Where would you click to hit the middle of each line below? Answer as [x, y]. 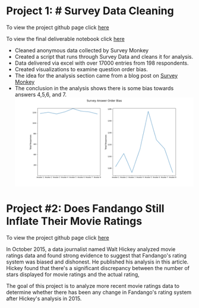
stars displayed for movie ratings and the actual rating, [73, 274]
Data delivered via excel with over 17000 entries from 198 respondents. [102, 63]
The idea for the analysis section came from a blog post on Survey [96, 75]
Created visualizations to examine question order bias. [81, 69]
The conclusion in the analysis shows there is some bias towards [94, 88]
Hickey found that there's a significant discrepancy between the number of [98, 268]
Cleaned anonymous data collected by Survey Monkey [82, 50]
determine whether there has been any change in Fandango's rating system [99, 292]
